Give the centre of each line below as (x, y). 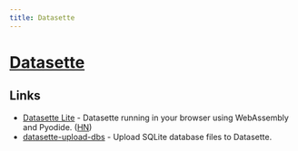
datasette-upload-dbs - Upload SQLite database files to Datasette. (147, 137)
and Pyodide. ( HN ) (57, 127)
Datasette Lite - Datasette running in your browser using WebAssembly (155, 118)
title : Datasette (42, 18)
